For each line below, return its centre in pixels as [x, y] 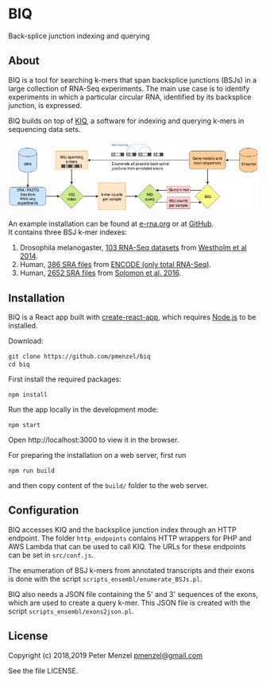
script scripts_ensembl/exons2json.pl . [71, 611]
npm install [28, 394]
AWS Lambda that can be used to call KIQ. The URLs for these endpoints [127, 546]
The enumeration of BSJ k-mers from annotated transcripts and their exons [131, 570]
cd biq [19, 364]
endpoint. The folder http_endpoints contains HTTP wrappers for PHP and [130, 538]
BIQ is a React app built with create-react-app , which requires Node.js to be [132, 317]
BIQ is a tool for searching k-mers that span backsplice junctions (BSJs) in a [133, 79]
